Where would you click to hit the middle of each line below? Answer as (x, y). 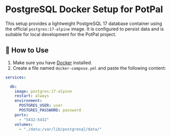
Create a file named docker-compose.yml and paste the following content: (89, 68)
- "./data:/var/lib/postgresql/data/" (60, 129)
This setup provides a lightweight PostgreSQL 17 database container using (84, 23)
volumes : (24, 124)
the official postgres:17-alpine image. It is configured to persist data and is (84, 29)
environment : (28, 101)
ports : (22, 115)
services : (16, 77)
